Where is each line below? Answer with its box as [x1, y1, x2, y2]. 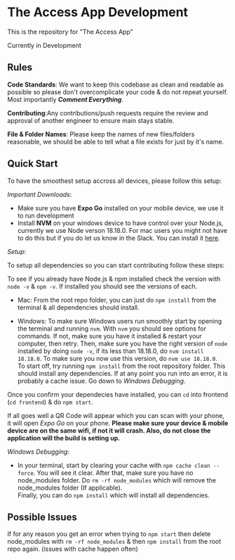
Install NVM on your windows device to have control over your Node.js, [17, 219, 224, 227]
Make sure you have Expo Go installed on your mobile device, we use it [17, 203, 224, 212]
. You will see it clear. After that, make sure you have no [33, 469, 194, 477]
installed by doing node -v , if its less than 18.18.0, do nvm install [17, 346, 204, 355]
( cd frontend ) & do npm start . [7, 397, 93, 406]
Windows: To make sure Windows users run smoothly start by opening [17, 317, 222, 325]
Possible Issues [7, 511, 77, 523]
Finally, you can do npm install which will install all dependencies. [17, 490, 210, 499]
